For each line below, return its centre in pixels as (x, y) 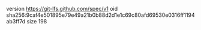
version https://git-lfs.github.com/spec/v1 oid (62, 9)
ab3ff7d (16, 21)
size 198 (37, 21)
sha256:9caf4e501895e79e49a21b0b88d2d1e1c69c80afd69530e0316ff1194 (100, 15)
